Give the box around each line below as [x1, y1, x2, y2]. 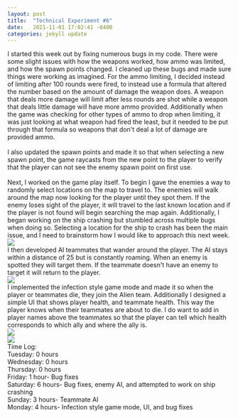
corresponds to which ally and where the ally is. [7, 321, 148, 329]
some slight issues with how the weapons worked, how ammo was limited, [7, 58, 225, 66]
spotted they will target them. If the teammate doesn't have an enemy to [7, 261, 219, 269]
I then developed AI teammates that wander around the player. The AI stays [7, 246, 229, 254]
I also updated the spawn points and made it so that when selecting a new [7, 148, 225, 156]
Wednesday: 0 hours [7, 358, 69, 366]
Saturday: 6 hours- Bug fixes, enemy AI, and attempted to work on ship [7, 380, 216, 389]
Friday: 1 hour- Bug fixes [7, 373, 79, 381]
